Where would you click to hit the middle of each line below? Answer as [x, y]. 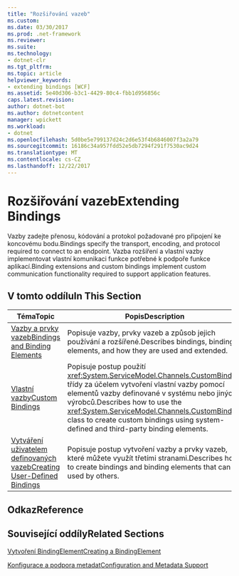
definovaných [34, 458]
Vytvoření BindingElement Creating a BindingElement [84, 551]
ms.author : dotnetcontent [46, 113]
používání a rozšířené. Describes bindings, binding [151, 341]
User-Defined [34, 476]
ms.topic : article [34, 73]
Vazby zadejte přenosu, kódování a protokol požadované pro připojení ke [115, 236]
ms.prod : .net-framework [44, 34]
